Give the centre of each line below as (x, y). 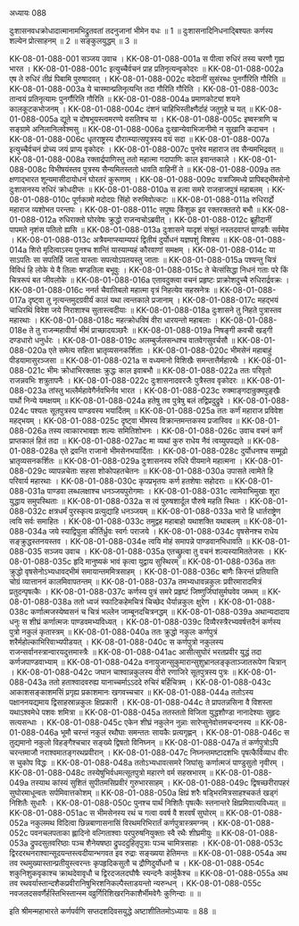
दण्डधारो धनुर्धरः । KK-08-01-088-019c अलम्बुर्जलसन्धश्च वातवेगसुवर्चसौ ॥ (122, 340)
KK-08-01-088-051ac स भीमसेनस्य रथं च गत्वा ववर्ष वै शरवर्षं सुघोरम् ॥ (117, 813)
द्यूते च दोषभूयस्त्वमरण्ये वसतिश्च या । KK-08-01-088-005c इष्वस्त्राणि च (169, 119)
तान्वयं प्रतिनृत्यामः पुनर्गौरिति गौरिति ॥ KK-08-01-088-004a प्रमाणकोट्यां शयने (125, 99)
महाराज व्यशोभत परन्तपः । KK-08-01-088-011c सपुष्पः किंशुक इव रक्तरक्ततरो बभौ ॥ (135, 210)
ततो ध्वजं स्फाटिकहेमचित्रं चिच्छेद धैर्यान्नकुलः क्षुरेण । (145, 602)
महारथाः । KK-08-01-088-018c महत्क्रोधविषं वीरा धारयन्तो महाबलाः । (114, 320)
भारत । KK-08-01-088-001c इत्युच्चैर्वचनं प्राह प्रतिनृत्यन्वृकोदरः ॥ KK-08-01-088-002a (146, 69)
